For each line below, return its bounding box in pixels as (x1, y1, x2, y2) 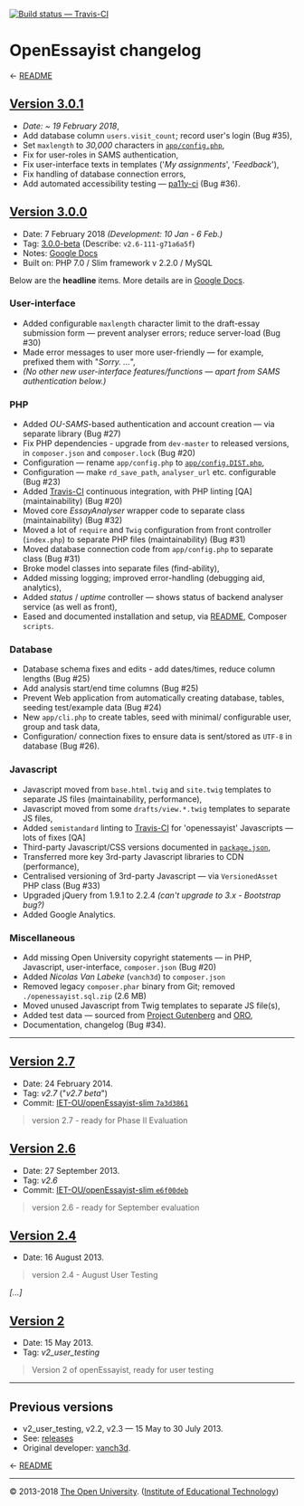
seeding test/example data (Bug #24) (22, 702, 162, 713)
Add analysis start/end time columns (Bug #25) (22, 683, 199, 694)
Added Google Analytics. (22, 909, 116, 920)
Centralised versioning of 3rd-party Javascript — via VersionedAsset (22, 870, 279, 882)
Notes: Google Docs (22, 247, 98, 258)
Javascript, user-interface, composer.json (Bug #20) (22, 962, 217, 973)
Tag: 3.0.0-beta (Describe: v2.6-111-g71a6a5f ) (22, 238, 195, 249)
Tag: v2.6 (22, 1175, 58, 1186)
